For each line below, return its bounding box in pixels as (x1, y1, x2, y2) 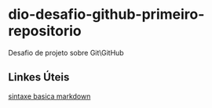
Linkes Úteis (8, 70, 70, 84)
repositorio (8, 22, 82, 40)
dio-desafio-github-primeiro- (8, 5, 205, 23)
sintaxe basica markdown (8, 92, 91, 101)
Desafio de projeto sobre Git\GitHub (8, 48, 124, 57)
